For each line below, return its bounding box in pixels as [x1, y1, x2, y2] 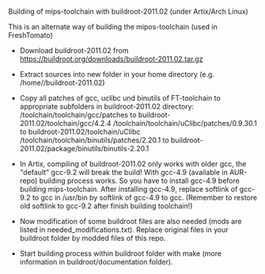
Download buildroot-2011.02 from [19, 46, 129, 55]
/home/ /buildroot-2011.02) [19, 78, 105, 87]
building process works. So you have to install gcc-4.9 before [39, 176, 240, 185]
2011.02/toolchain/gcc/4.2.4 [19, 119, 112, 127]
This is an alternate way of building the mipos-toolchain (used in [8, 22, 218, 31]
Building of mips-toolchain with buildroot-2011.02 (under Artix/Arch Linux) [8, 7, 249, 16]
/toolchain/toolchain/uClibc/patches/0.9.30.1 [112, 119, 257, 127]
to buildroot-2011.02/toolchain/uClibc [19, 127, 141, 136]
